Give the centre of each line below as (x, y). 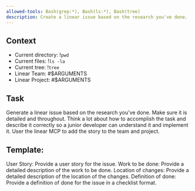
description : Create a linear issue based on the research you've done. (97, 17)
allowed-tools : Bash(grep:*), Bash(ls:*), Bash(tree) (73, 11)
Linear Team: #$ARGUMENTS (51, 73)
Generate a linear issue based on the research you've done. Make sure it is (97, 113)
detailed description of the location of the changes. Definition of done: (91, 176)
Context (21, 41)
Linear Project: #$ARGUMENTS (53, 80)
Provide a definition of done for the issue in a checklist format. (81, 182)
